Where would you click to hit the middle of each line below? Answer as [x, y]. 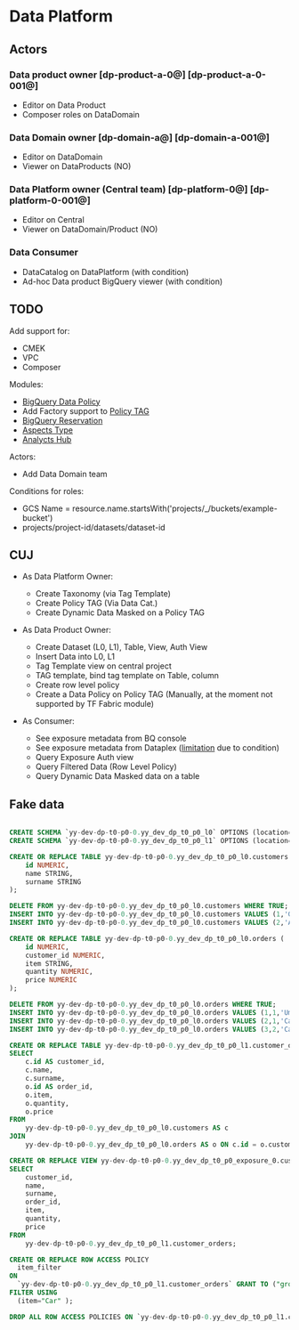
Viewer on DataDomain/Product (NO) [90, 230]
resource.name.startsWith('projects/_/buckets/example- [175, 508]
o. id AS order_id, [59, 1087]
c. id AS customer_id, [65, 1062]
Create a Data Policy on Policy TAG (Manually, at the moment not [154, 694]
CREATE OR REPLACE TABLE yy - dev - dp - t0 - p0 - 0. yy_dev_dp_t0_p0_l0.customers [149, 856]
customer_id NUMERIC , [65, 955]
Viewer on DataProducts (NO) [77, 166]
